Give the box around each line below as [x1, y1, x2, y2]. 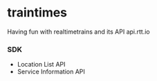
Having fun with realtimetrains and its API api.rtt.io [7, 27, 150, 36]
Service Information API [17, 67, 85, 76]
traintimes [7, 5, 68, 21]
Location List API [17, 60, 66, 69]
